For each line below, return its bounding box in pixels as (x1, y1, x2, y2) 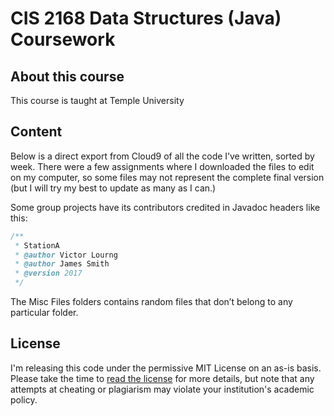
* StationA (14, 240, 60, 251)
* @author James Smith (14, 259, 110, 269)
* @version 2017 (14, 268, 83, 279)
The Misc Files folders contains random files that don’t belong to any (10, 296, 293, 308)
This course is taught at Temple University (10, 95, 185, 106)
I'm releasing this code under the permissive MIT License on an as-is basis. (10, 362, 322, 374)
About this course (10, 68, 125, 85)
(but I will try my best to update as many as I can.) (10, 182, 217, 194)
